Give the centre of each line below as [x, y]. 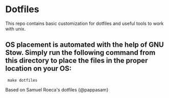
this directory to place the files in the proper [77, 61]
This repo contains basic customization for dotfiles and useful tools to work [84, 23]
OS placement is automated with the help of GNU [85, 45]
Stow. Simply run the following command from [80, 53]
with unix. [16, 28]
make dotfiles [22, 80]
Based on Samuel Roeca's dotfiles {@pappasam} [57, 89]
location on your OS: [39, 69]
